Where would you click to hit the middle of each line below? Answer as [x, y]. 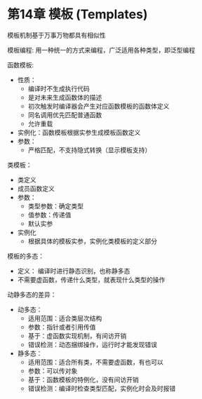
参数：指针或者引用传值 [62, 327]
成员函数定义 [36, 188]
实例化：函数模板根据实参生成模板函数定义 [79, 132]
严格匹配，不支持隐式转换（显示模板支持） [89, 150]
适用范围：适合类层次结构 [65, 318]
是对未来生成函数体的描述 [65, 97]
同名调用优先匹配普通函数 [65, 115]
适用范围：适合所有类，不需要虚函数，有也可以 [95, 362]
